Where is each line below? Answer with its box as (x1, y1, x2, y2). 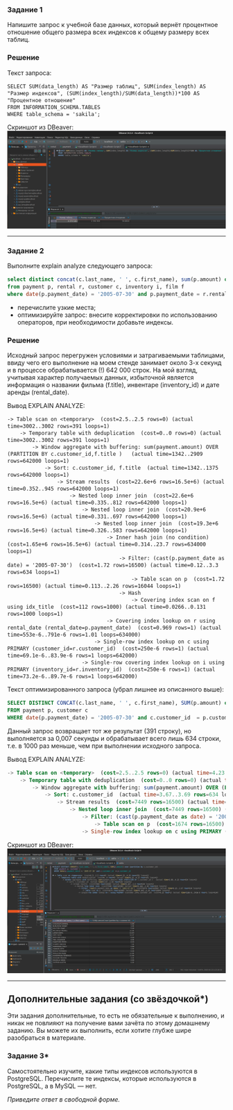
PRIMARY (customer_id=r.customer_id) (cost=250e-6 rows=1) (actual (7, 645, 209, 653)
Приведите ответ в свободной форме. (7, 1095, 120, 1103)
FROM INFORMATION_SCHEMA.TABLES (7, 104, 101, 111)
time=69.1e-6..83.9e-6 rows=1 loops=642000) (7, 652, 138, 660)
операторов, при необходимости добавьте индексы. (17, 318, 173, 326)
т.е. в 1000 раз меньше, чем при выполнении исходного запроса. (7, 742, 201, 750)
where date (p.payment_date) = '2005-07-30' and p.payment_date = (7, 291, 200, 298)
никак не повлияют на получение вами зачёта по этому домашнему (7, 1019, 210, 1027)
